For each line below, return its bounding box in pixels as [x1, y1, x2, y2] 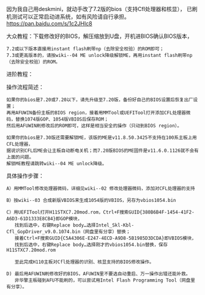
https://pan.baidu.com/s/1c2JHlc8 [6, 20, 93, 27]
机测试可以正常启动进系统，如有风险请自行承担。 [6, 13, 130, 20]
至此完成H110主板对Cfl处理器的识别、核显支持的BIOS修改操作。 [14, 259, 154, 265]
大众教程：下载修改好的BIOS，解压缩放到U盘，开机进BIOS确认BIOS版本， [6, 32, 193, 40]
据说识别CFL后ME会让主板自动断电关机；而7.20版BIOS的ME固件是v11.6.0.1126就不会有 [6, 147, 199, 154]
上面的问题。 [6, 154, 34, 160]
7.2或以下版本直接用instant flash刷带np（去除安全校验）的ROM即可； [6, 46, 164, 52]
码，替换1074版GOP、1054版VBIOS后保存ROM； [6, 116, 109, 122]
